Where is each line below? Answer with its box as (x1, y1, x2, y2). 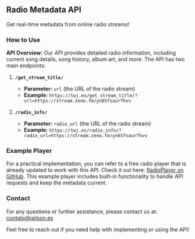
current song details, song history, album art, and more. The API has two (6, 56, 185, 63)
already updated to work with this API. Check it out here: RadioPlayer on (6, 167, 184, 174)
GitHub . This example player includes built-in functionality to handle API (6, 173, 184, 180)
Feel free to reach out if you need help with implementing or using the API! (6, 226, 190, 233)
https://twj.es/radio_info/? (48, 128, 121, 134)
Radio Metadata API (6, 5, 82, 15)
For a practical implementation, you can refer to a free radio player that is (6, 160, 187, 167)
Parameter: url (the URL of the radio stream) (23, 85, 136, 92)
